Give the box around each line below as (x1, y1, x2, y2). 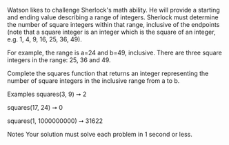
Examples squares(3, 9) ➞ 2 (7, 90, 87, 98)
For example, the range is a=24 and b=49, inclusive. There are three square (7, 48, 222, 57)
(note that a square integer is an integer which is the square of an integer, (7, 28, 216, 36)
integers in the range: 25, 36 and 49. (7, 56, 112, 64)
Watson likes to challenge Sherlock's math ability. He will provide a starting (7, 6, 221, 14)
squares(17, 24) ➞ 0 (7, 104, 63, 111)
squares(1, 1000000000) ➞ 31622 (7, 117, 103, 125)
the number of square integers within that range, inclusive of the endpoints (7, 21, 220, 28)
